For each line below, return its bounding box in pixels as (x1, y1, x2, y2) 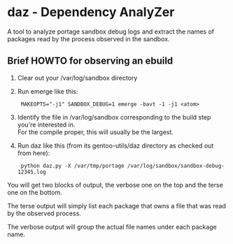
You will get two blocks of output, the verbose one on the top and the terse (7, 180, 224, 189)
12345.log (17, 168, 47, 175)
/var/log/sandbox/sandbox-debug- (127, 162, 225, 169)
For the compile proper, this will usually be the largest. (17, 127, 174, 136)
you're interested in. (17, 120, 76, 129)
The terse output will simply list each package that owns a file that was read (7, 201, 226, 210)
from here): (17, 148, 50, 157)
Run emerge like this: (17, 87, 78, 95)
